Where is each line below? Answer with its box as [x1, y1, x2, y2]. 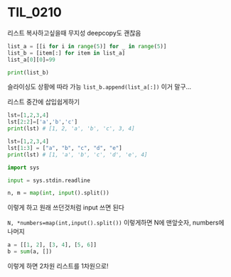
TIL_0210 [7, 4, 62, 21]
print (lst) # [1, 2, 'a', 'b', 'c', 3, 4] [7, 125, 135, 132]
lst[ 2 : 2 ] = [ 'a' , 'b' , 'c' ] [7, 119, 78, 126]
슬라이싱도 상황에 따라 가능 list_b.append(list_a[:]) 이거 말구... [7, 82, 192, 91]
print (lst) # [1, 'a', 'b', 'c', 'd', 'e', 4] [7, 151, 148, 158]
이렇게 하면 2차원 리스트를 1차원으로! [7, 262, 109, 271]
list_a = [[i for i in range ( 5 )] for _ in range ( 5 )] [7, 43, 167, 50]
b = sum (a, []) [7, 248, 53, 256]
